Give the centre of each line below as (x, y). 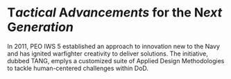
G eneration (41, 27)
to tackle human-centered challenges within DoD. (78, 68)
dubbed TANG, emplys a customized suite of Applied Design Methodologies (116, 60)
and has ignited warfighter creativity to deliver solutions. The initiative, (108, 54)
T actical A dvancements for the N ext (115, 13)
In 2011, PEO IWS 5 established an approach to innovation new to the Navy (114, 46)
